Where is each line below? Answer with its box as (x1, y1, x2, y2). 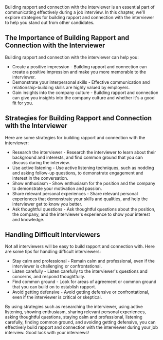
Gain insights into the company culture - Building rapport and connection (12, 90, 159, 95)
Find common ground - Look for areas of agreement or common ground (12, 279, 157, 284)
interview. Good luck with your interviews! (5, 330, 89, 336)
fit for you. (12, 100, 33, 106)
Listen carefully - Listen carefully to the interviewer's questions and (12, 268, 147, 274)
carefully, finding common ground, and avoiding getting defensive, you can (5, 319, 156, 325)
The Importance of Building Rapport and (5, 34, 129, 42)
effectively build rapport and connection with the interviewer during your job (5, 324, 158, 330)
